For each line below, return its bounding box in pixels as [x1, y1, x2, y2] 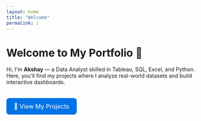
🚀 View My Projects [14, 102, 70, 111]
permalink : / [6, 20, 39, 26]
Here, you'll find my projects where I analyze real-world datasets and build [6, 72, 193, 79]
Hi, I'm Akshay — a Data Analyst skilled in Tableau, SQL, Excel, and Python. [6, 66, 196, 73]
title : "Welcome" [6, 14, 50, 20]
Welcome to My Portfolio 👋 [6, 46, 143, 60]
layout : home [6, 8, 39, 15]
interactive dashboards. [6, 79, 65, 86]
